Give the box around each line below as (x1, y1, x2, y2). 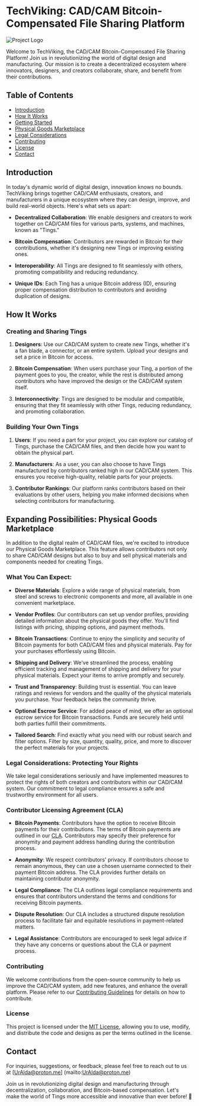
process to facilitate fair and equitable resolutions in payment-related (14, 917, 184, 924)
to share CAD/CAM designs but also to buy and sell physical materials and (6, 552, 187, 559)
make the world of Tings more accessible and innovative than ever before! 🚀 (6, 1092, 192, 1099)
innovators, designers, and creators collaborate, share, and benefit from (6, 66, 182, 74)
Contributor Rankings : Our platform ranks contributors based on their (14, 484, 186, 492)
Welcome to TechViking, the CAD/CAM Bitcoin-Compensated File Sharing (6, 47, 185, 55)
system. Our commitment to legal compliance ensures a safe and (6, 785, 165, 792)
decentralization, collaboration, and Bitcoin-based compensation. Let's (6, 1086, 179, 1094)
